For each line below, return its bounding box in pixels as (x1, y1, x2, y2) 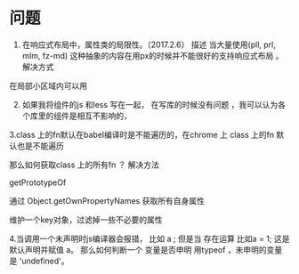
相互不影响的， (77, 110, 132, 121)
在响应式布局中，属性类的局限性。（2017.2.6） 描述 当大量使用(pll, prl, (21, 39, 276, 50)
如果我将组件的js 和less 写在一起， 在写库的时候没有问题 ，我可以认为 (21, 99, 279, 109)
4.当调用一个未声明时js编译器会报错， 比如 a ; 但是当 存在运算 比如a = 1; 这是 (9, 233, 290, 244)
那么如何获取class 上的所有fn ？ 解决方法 (9, 159, 160, 170)
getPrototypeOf (9, 177, 67, 188)
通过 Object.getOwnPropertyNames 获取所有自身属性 (9, 195, 205, 205)
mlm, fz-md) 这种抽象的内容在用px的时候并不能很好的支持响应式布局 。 (21, 50, 284, 60)
